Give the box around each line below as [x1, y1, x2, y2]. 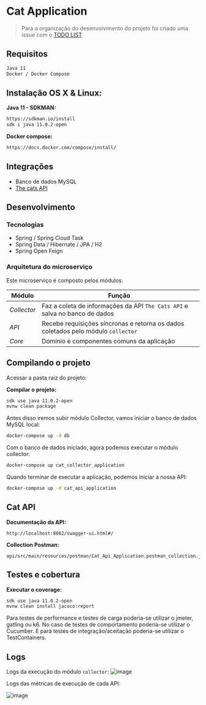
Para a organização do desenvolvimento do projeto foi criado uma [21, 25, 189, 32]
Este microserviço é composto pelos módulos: [6, 276, 124, 284]
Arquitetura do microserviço [6, 262, 93, 271]
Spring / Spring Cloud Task [15, 234, 84, 242]
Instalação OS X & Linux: [6, 88, 102, 98]
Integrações [6, 161, 54, 172]
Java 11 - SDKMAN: [6, 104, 56, 112]
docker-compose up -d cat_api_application [6, 486, 116, 492]
